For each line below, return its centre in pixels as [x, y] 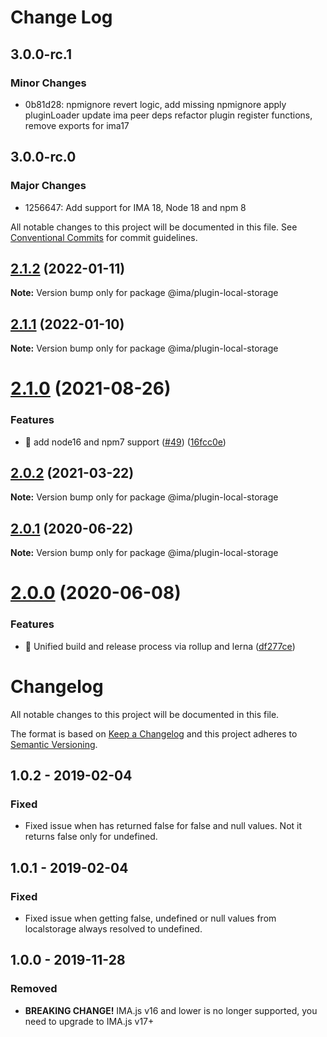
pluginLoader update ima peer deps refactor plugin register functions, [168, 115]
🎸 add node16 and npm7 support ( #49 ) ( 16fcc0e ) [125, 442]
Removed [34, 989]
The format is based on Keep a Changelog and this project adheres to [154, 733]
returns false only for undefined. [91, 837]
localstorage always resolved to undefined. [113, 929]
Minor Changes [48, 83]
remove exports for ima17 [77, 125]
